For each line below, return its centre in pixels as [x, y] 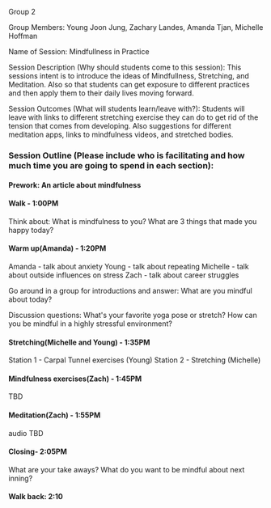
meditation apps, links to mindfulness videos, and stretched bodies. [121, 134]
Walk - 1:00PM [34, 203]
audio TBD [26, 433]
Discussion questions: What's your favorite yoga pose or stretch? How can [133, 315]
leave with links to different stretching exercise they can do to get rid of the [133, 117]
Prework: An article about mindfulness [75, 184]
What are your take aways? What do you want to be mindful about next [127, 469]
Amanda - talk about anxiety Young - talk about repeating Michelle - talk [129, 266]
